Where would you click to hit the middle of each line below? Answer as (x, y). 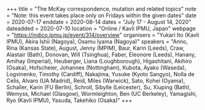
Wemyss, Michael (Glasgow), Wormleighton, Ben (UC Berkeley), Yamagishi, (102, 94)
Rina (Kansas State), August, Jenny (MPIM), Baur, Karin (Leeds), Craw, (96, 48)
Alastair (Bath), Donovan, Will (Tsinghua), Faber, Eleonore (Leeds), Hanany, (101, 54)
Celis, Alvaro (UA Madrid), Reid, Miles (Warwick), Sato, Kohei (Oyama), (96, 81)
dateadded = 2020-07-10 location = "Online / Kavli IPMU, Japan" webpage (101, 28)
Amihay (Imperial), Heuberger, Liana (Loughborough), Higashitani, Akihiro (99, 61)
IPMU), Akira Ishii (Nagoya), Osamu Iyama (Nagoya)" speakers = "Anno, (97, 41)
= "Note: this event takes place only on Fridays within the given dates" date (102, 15)
